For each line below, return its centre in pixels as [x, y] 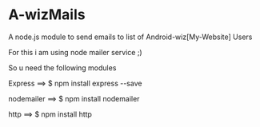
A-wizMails [47, 15]
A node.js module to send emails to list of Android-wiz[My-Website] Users [130, 37]
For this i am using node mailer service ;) [75, 52]
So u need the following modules [62, 67]
